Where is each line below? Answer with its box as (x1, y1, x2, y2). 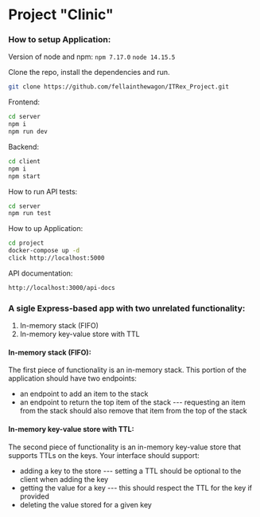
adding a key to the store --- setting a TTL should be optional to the (19, 466, 242, 476)
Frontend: (8, 97, 41, 107)
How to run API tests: (8, 186, 78, 196)
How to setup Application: (8, 34, 111, 45)
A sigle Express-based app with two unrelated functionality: (8, 303, 246, 314)
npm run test (8, 210, 52, 217)
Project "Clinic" (8, 6, 114, 24)
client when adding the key (19, 474, 109, 484)
